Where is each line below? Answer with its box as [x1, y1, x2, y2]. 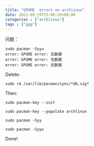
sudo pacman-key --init [5, 100, 56, 105]
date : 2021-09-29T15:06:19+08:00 [5, 12, 76, 17]
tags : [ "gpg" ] [5, 21, 37, 27]
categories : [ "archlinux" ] [5, 17, 65, 22]
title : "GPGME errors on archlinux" [5, 7, 85, 13]
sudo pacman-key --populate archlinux [5, 109, 87, 114]
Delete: [5, 72, 20, 78]
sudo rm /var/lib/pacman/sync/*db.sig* [5, 81, 89, 86]
